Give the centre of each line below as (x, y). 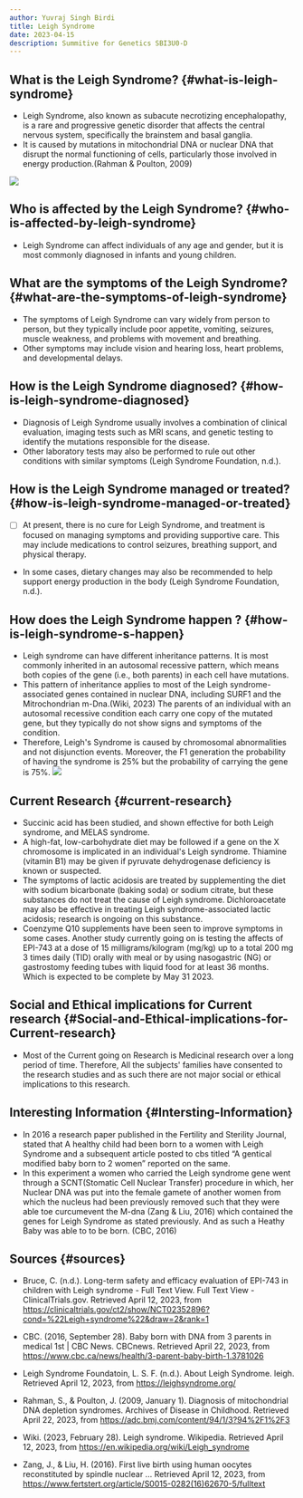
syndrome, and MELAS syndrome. (86, 832)
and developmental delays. (73, 358)
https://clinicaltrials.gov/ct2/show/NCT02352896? (116, 1310)
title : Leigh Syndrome (52, 26)
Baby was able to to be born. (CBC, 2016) (99, 1230)
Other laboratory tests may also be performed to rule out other (139, 451)
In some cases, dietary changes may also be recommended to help (147, 572)
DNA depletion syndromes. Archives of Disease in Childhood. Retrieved (156, 1410)
